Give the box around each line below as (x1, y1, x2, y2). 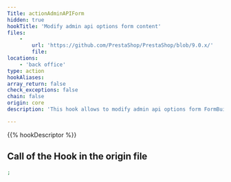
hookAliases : (7, 73, 45, 81)
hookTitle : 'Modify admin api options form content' (7, 23, 162, 30)
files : (7, 29, 26, 36)
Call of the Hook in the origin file (7, 150, 148, 162)
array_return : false (7, 80, 67, 87)
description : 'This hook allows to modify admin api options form (7, 106, 201, 113)
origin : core (7, 100, 45, 106)
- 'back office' (19, 61, 67, 68)
